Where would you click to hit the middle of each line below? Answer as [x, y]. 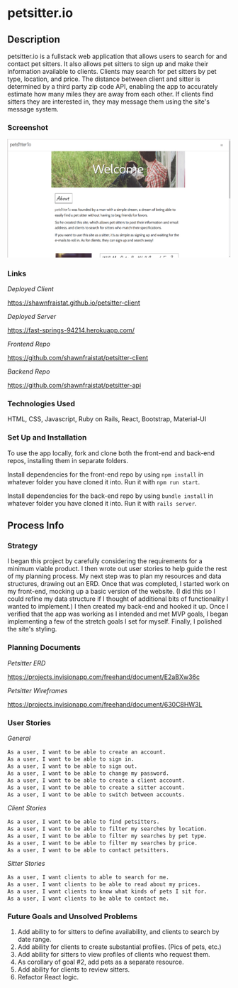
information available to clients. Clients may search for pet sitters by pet [112, 71]
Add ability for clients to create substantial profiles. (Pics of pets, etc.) [119, 947]
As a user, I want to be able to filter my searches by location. [107, 829]
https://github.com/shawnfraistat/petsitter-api [74, 386]
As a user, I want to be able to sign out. [73, 766]
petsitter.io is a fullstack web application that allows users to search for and [117, 56]
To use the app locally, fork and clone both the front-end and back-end [111, 453]
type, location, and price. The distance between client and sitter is [104, 79]
